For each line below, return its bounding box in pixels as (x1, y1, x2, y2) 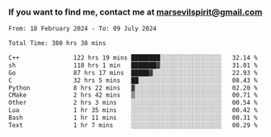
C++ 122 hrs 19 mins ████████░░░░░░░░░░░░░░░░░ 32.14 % (8, 54, 258, 62)
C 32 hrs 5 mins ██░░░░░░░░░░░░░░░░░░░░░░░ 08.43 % (8, 76, 258, 85)
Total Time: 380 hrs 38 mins (8, 39, 106, 48)
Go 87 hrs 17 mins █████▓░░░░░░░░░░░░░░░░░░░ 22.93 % (8, 68, 258, 77)
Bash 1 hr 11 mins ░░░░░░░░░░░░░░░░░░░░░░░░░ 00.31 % (8, 114, 258, 122)
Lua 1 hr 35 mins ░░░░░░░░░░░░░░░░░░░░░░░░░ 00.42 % (8, 106, 258, 114)
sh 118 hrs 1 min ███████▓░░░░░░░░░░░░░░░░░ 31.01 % (8, 61, 258, 69)
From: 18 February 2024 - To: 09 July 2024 (8, 25, 157, 33)
